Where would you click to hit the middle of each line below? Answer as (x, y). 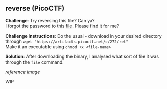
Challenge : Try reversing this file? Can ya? (50, 20)
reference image (23, 72)
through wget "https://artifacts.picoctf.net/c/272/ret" (67, 41)
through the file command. (34, 62)
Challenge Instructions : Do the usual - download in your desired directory (83, 36)
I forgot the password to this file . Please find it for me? (62, 26)
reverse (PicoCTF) (35, 8)
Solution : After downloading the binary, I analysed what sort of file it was (82, 56)
